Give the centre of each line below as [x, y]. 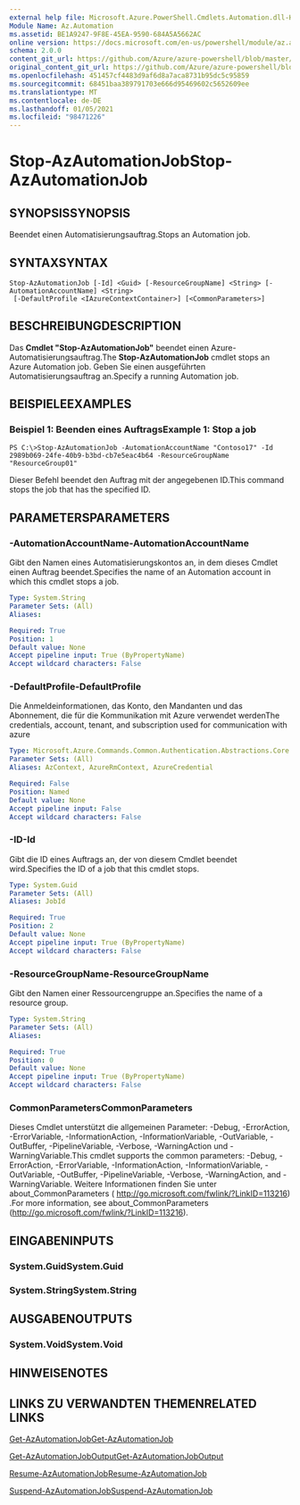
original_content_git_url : [59, 68]
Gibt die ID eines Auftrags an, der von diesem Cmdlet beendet [124, 859]
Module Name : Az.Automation [62, 26]
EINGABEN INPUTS [62, 1240]
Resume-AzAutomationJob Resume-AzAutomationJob [108, 1474]
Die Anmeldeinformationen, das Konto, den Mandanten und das [126, 706]
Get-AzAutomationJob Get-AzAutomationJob [92, 1439]
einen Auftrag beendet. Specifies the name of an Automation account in [140, 572]
